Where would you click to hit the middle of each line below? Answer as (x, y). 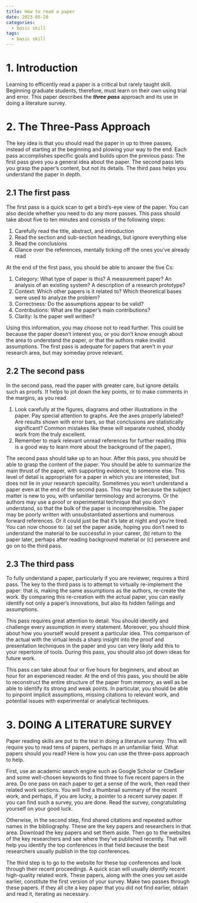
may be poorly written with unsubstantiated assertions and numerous (90, 514)
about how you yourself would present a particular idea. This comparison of (98, 634)
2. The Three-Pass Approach (79, 127)
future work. (21, 658)
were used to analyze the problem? (57, 297)
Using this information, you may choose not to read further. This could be (95, 328)
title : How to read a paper (41, 11)
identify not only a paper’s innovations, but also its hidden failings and (91, 603)
